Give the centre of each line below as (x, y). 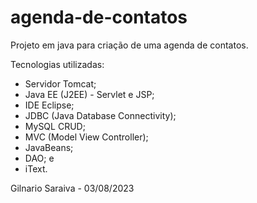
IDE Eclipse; (49, 105)
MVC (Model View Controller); (86, 137)
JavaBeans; (49, 147)
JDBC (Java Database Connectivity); (100, 115)
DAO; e (39, 158)
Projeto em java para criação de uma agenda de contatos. (129, 45)
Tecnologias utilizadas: (57, 64)
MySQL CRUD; (55, 126)
